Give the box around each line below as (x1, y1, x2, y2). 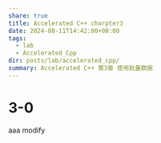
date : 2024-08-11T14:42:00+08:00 (8, 27, 120, 35)
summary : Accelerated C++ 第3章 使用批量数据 (8, 64, 154, 72)
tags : (8, 34, 26, 43)
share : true (8, 11, 48, 20)
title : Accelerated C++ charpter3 (8, 19, 124, 27)
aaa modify (8, 125, 46, 135)
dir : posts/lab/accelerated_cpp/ (8, 57, 120, 65)
